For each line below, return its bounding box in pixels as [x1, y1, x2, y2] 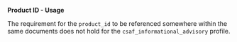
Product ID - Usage [7, 6, 65, 14]
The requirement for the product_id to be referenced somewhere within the [7, 20, 228, 27]
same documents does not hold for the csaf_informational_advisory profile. [7, 27, 231, 35]
